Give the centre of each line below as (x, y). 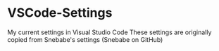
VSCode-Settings (60, 13)
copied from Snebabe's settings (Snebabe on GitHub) (85, 39)
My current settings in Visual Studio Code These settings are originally (109, 32)
